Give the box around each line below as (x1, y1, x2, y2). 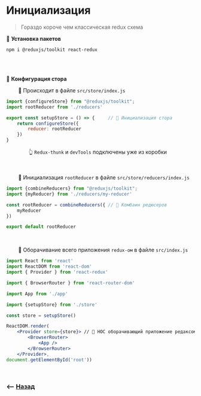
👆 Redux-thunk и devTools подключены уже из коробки (28, 148, 167, 156)
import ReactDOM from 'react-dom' (6, 263, 93, 270)
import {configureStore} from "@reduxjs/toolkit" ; (6, 98, 135, 104)
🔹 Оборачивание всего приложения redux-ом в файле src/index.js (17, 247, 188, 254)
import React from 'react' (6, 258, 74, 264)
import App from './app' (6, 290, 68, 297)
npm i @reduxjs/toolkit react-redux (6, 46, 98, 53)
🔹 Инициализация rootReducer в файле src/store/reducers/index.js (17, 174, 190, 181)
